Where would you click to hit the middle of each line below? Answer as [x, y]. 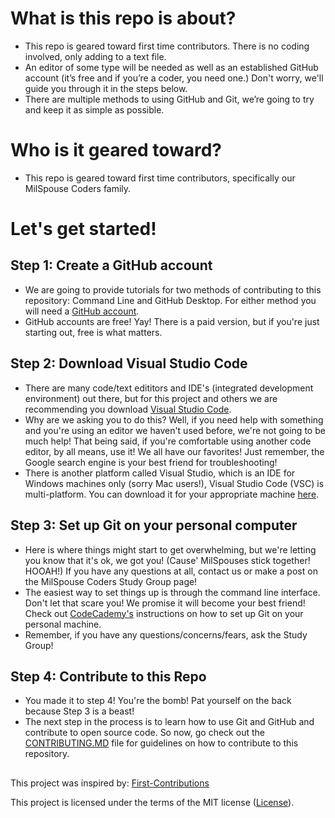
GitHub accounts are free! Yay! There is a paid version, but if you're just [172, 321]
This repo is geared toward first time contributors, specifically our [160, 178]
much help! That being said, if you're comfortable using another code [168, 441]
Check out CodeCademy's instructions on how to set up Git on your [164, 613]
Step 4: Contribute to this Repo [108, 676]
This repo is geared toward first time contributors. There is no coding [167, 46]
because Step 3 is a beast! [79, 711]
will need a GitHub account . [82, 311]
